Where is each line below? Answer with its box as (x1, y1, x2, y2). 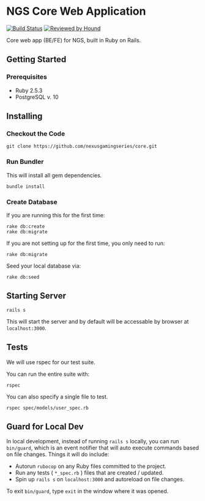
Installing (6, 111, 43, 122)
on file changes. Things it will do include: (6, 451, 110, 458)
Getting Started (6, 54, 67, 65)
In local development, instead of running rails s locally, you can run (6, 438, 179, 445)
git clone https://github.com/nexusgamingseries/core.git (6, 143, 157, 150)
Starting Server (6, 290, 66, 301)
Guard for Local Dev (6, 421, 84, 432)
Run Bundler (6, 158, 44, 166)
